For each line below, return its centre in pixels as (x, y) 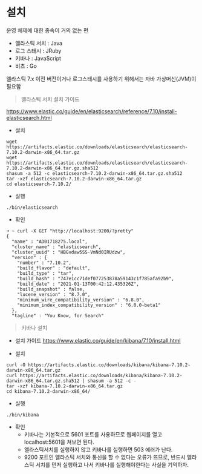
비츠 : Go (26, 66)
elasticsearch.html (29, 117)
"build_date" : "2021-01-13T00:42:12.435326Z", (78, 284)
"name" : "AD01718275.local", (50, 242)
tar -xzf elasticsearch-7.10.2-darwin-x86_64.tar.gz (74, 179)
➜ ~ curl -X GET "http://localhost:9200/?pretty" (70, 231)
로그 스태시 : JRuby (38, 51)
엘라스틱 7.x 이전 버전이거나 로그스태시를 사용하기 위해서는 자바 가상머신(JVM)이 (101, 79)
